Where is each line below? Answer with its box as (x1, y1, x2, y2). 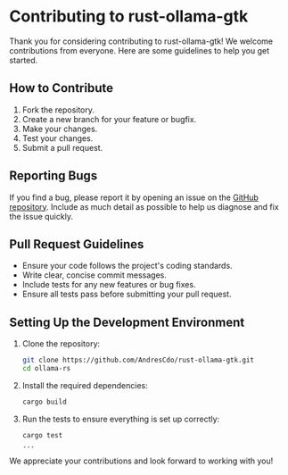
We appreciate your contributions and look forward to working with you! (9, 455, 274, 466)
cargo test (21, 430, 63, 439)
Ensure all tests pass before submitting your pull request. (21, 288, 232, 300)
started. (9, 54, 38, 65)
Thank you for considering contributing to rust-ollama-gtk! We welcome (9, 36, 274, 46)
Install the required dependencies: (21, 379, 149, 390)
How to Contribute (9, 80, 114, 96)
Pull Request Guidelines (9, 237, 144, 252)
